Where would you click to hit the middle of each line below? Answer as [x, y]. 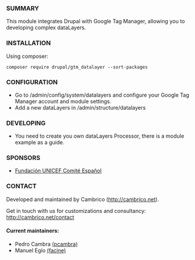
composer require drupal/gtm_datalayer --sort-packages [77, 67]
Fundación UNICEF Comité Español [58, 171]
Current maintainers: [33, 231]
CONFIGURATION [32, 82]
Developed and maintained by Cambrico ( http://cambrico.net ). [83, 199]
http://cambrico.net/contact [40, 217]
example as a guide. [39, 143]
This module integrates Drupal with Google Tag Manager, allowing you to [96, 21]
